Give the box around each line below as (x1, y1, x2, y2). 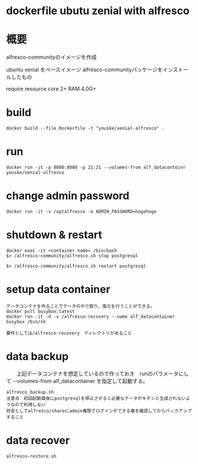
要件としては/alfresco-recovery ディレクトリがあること (6, 330, 133, 336)
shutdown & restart (6, 228, 103, 242)
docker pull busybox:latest (6, 308, 75, 314)
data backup (6, 350, 69, 363)
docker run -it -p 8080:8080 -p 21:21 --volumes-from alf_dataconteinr (6, 164, 186, 170)
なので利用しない (10, 402, 46, 407)
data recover (6, 433, 70, 447)
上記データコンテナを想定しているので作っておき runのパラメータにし (16, 370, 189, 377)
